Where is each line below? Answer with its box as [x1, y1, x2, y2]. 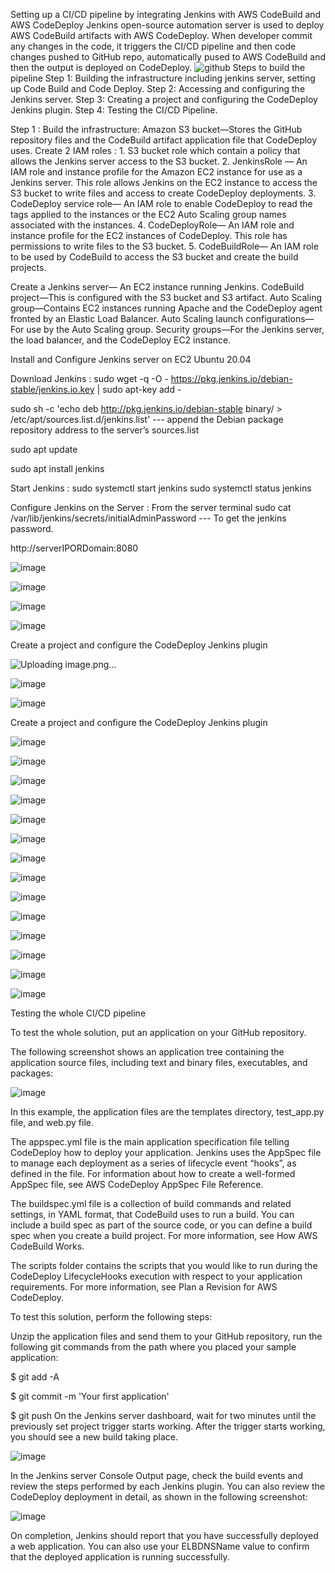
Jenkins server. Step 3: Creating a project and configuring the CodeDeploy [10, 94, 318, 105]
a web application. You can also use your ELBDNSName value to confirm [10, 1540, 310, 1552]
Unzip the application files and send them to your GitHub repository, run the [10, 1330, 323, 1342]
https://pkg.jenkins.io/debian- [170, 373, 293, 384]
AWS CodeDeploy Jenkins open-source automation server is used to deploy [10, 19, 325, 31]
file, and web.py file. [10, 1117, 94, 1128]
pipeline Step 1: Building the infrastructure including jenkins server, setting [10, 72, 316, 84]
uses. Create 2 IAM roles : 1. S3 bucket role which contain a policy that [10, 145, 301, 156]
